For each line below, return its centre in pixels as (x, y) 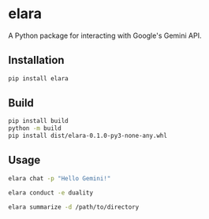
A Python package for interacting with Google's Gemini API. (105, 35)
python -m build (35, 128)
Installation (36, 60)
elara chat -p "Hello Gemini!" (60, 178)
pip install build (38, 121)
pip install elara (38, 78)
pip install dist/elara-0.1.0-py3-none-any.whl (88, 136)
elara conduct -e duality (50, 193)
